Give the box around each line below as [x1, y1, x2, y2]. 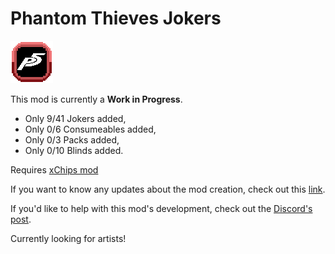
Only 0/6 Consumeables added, [24, 123, 157, 135]
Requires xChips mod [10, 163, 99, 176]
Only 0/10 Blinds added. [24, 144, 124, 156]
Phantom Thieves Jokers [10, 7, 222, 30]
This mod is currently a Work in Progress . [10, 93, 183, 105]
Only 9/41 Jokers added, [24, 112, 127, 124]
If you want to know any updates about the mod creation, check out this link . [10, 183, 326, 195]
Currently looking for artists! [10, 232, 127, 244]
